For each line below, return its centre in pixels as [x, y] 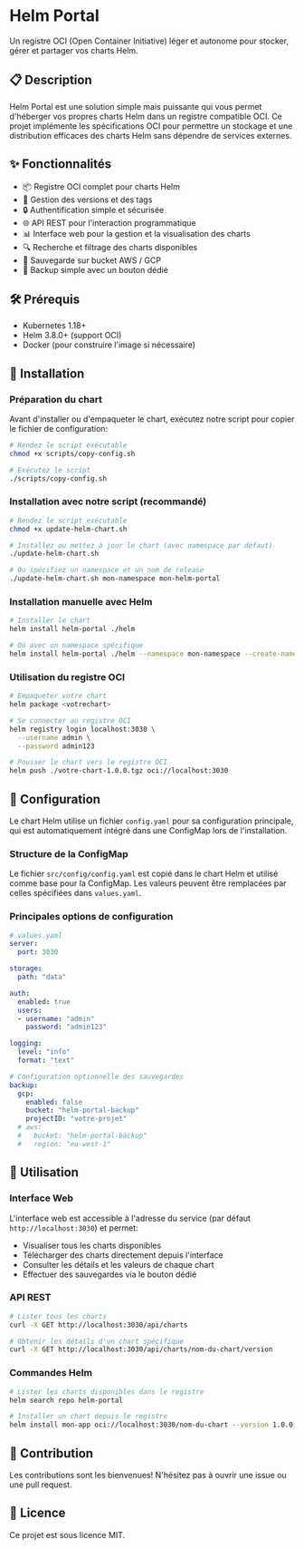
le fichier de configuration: [59, 429]
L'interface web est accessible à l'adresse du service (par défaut [130, 1218]
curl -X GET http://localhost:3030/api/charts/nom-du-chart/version [141, 1349]
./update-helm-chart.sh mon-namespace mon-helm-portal [115, 579]
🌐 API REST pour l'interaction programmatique [109, 222]
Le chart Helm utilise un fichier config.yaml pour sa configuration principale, [152, 821]
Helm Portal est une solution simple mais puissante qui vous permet [136, 106]
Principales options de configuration [91, 917]
